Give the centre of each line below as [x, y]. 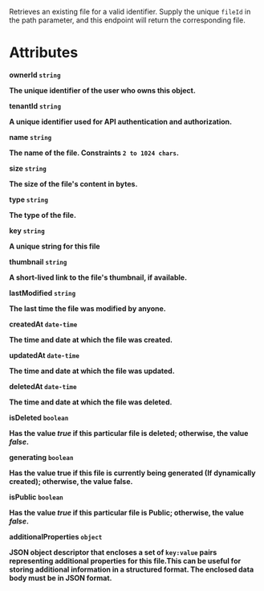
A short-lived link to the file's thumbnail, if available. [98, 277]
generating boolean [41, 457]
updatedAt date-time [44, 355]
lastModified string [43, 293]
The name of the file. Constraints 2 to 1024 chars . [94, 153]
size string [28, 168]
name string [30, 137]
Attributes [44, 53]
